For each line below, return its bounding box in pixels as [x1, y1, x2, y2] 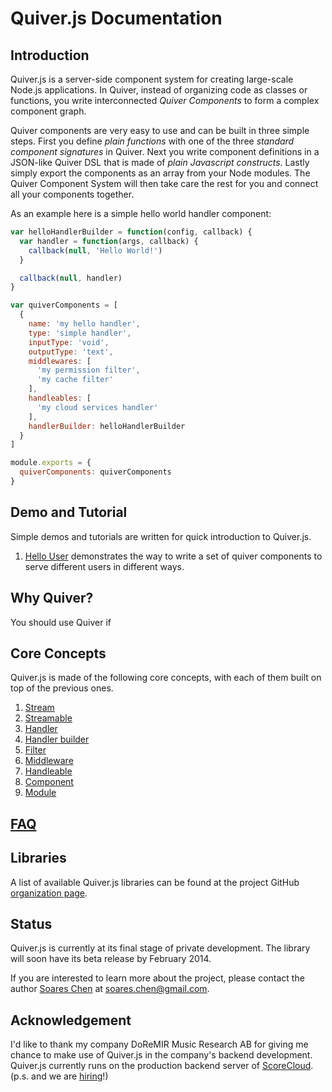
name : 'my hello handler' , [28, 319, 141, 329]
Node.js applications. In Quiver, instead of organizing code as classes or [10, 84, 308, 96]
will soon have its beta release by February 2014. [10, 953, 212, 965]
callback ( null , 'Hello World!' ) [28, 245, 163, 256]
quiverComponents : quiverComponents [19, 467, 172, 477]
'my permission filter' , [36, 365, 141, 376]
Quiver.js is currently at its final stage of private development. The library [10, 942, 311, 954]
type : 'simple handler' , [28, 328, 132, 338]
